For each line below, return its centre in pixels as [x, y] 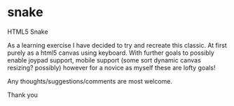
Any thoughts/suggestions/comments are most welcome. [90, 81]
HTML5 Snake [28, 32]
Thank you [23, 95]
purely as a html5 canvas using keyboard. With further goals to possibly [111, 53]
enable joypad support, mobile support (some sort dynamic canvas [104, 60]
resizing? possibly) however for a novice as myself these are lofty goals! [111, 67]
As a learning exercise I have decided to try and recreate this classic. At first [117, 45]
